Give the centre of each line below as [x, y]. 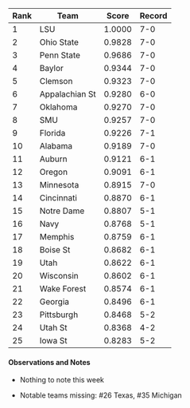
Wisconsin [59, 276]
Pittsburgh [59, 315]
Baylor [51, 68]
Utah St [53, 328]
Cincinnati [58, 198]
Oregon [54, 172]
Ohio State [59, 42]
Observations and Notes [49, 362]
